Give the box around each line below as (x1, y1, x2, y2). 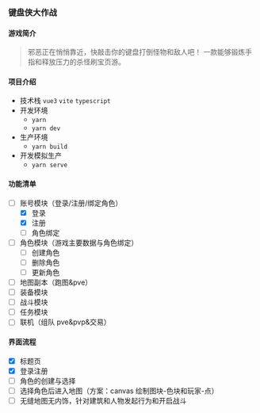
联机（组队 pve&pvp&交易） (19, 317, 111, 327)
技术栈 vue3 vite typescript (19, 96, 111, 105)
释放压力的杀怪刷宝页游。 (41, 57, 125, 67)
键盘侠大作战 (8, 6, 58, 17)
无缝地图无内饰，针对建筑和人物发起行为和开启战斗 (19, 396, 187, 405)
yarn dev (31, 124, 61, 132)
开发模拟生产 (19, 151, 62, 160)
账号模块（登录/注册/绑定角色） (19, 198, 123, 208)
